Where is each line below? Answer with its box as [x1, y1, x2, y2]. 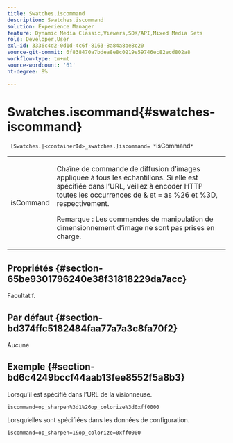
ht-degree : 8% [7, 68, 49, 75]
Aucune [7, 341, 30, 349]
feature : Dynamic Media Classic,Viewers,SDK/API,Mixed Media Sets [7, 29, 203, 37]
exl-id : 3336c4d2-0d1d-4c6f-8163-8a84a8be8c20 [7, 42, 144, 49]
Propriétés [7, 262, 54, 274]
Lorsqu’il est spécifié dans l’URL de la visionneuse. [7, 390, 153, 399]
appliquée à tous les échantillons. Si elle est [56, 173, 198, 182]
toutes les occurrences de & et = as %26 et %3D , [56, 190, 218, 200]
